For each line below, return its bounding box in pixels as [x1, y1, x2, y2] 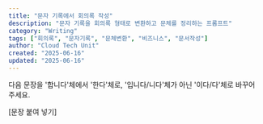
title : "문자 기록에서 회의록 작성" [8, 11, 113, 20]
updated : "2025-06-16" [8, 57, 85, 65]
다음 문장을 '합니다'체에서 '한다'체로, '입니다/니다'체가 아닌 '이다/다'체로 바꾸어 [8, 80, 256, 89]
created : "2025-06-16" [8, 49, 85, 57]
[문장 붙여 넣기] [8, 106, 57, 117]
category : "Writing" [8, 27, 78, 35]
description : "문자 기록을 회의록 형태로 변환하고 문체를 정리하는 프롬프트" [8, 19, 232, 27]
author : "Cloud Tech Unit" [8, 42, 100, 50]
